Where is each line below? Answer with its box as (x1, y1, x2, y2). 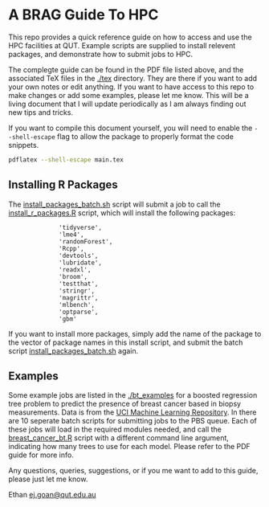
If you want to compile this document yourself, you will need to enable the (8, 123, 253, 133)
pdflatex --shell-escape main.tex (8, 155, 124, 164)
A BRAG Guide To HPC (8, 6, 159, 24)
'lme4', (59, 231, 84, 239)
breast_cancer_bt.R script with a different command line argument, (8, 433, 229, 443)
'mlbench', (59, 301, 95, 309)
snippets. (8, 140, 39, 149)
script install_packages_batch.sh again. (8, 345, 139, 355)
